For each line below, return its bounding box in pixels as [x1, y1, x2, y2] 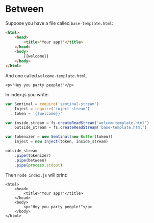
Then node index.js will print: [5, 172, 68, 178]
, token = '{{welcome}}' [10, 111, 63, 116]
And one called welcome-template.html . [5, 72, 88, 78]
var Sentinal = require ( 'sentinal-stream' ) [5, 101, 99, 107]
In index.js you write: [5, 91, 49, 97]
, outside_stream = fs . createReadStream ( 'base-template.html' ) [10, 125, 147, 130]
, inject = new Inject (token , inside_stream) [10, 139, 109, 144]
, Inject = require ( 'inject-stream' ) [10, 106, 90, 111]
